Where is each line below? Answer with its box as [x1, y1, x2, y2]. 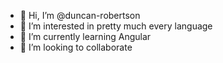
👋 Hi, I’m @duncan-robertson [19, 10, 141, 21]
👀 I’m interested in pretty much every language [19, 20, 213, 32]
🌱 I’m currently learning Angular [19, 31, 152, 42]
